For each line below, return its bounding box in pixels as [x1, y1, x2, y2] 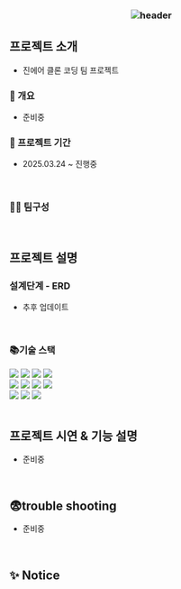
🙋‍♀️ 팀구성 [9, 201, 50, 214]
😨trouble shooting [9, 498, 117, 513]
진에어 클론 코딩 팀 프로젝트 [22, 64, 120, 76]
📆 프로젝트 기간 [9, 136, 71, 149]
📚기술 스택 [9, 344, 56, 356]
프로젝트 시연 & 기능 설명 [9, 428, 138, 444]
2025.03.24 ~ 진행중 [22, 159, 97, 170]
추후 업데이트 [22, 302, 69, 313]
